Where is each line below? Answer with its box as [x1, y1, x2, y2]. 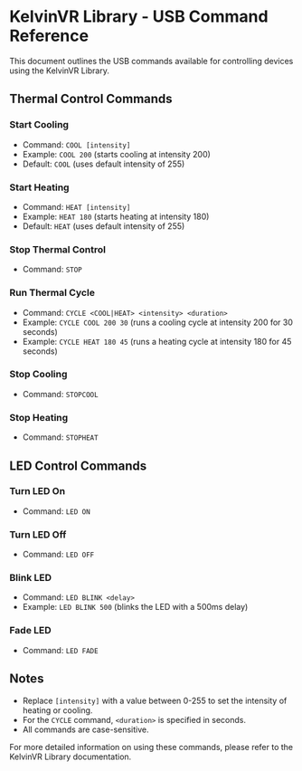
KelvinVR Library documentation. [9, 751, 132, 762]
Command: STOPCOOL [22, 388, 99, 399]
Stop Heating [9, 411, 69, 424]
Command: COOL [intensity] [22, 138, 131, 150]
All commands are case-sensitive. [22, 724, 149, 735]
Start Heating [9, 181, 70, 194]
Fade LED [9, 624, 52, 637]
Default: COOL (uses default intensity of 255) [22, 158, 185, 169]
